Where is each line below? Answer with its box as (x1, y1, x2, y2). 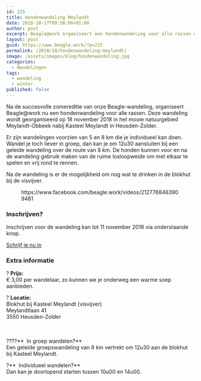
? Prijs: (6, 270, 24, 277)
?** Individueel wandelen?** (6, 362, 81, 369)
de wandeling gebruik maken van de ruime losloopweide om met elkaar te (6, 153, 188, 160)
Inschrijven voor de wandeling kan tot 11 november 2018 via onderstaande (6, 224, 188, 231)
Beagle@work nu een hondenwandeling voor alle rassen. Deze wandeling (6, 109, 188, 117)
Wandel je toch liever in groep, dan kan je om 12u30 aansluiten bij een (6, 140, 178, 147)
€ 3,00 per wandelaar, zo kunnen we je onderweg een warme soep (6, 276, 172, 284)
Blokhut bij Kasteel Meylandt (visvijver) (6, 300, 102, 308)
